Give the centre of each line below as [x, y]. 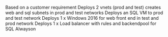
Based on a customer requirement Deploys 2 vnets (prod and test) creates [83, 7]
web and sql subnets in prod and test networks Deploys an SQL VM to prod [84, 13]
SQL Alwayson [21, 29]
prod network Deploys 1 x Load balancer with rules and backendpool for [81, 23]
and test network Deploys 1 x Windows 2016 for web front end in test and [82, 18]
